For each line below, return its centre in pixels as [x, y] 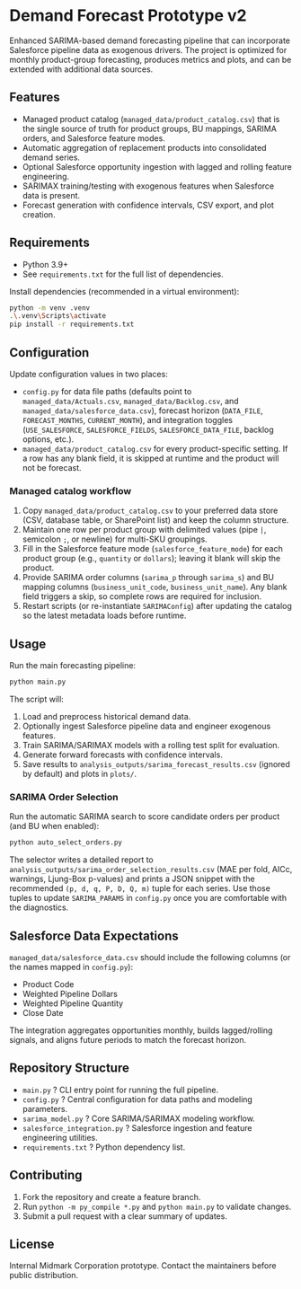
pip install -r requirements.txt [72, 324]
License [32, 1244]
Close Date [43, 1012]
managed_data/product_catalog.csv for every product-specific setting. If [155, 449]
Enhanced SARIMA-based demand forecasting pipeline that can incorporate [150, 40]
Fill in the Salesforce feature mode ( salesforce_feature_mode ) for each [152, 549]
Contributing [46, 1175]
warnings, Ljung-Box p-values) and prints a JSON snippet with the [132, 879]
